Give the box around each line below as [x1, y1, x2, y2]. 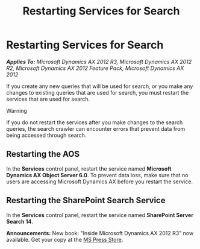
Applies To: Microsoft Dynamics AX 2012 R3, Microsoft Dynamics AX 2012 [6, 58, 192, 65]
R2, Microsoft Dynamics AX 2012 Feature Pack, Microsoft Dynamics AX [6, 65, 184, 72]
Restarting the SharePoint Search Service [6, 195, 166, 206]
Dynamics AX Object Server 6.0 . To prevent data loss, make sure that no [6, 171, 189, 178]
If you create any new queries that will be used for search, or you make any [6, 83, 193, 90]
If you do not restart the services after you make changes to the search [6, 119, 183, 126]
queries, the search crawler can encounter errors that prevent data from [6, 125, 186, 132]
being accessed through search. [6, 131, 87, 139]
